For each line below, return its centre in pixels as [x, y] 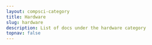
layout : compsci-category [38, 11]
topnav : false [24, 33]
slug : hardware [25, 22]
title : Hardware [26, 17]
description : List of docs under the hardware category [76, 28]
